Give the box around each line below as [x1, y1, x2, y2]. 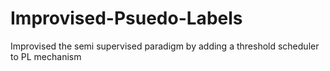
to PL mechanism [10, 50, 82, 62]
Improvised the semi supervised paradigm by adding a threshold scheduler [10, 40, 320, 52]
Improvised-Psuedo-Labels [10, 7, 243, 30]
